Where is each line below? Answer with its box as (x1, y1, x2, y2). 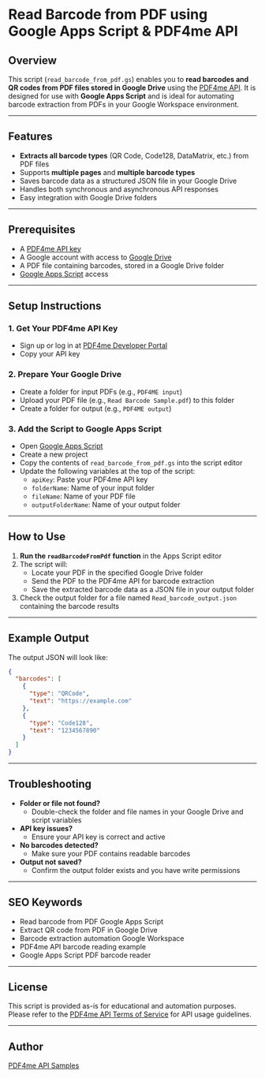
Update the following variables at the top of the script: (19, 466, 196, 476)
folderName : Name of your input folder (31, 483, 155, 492)
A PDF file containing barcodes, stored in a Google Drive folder (19, 260, 225, 270)
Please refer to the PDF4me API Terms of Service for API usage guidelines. (8, 1009, 252, 1019)
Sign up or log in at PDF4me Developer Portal (19, 341, 168, 350)
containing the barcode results (19, 601, 120, 610)
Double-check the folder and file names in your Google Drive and (31, 807, 244, 816)
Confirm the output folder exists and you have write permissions (31, 865, 241, 875)
